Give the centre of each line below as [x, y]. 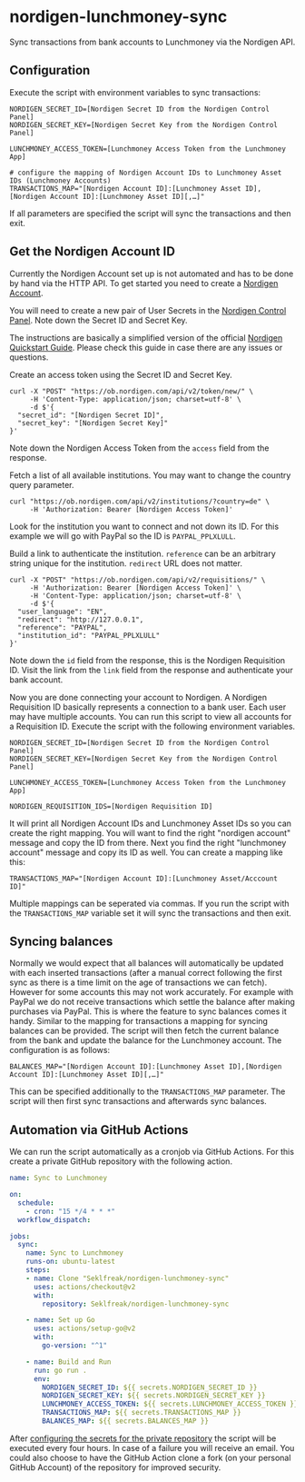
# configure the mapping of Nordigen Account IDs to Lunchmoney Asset [146, 173]
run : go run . [60, 1370]
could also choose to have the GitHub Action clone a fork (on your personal [150, 1457]
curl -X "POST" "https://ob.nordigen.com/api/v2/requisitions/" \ [138, 580]
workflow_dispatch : [54, 1219]
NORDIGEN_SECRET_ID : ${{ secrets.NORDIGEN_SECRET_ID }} [150, 1388]
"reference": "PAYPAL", [62, 627]
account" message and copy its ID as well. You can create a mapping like [146, 852]
